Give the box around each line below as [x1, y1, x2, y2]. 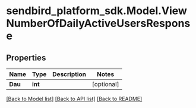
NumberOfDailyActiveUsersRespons [6, 17, 191, 30]
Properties [6, 53, 46, 63]
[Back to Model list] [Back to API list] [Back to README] [6, 96, 143, 102]
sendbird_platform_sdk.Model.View [6, 4, 187, 18]
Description [52, 70, 86, 78]
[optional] [91, 80, 119, 88]
